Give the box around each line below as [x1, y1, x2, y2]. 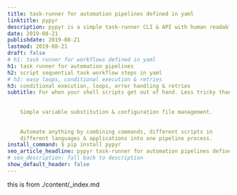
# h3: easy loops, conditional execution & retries [7, 75, 162, 83]
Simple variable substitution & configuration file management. [20, 108, 213, 115]
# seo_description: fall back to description [7, 154, 143, 162]
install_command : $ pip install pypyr [7, 141, 121, 149]
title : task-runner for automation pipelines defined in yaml [7, 10, 194, 18]
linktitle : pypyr [7, 17, 59, 24]
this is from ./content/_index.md [7, 180, 100, 189]
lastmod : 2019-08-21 [7, 43, 68, 50]
